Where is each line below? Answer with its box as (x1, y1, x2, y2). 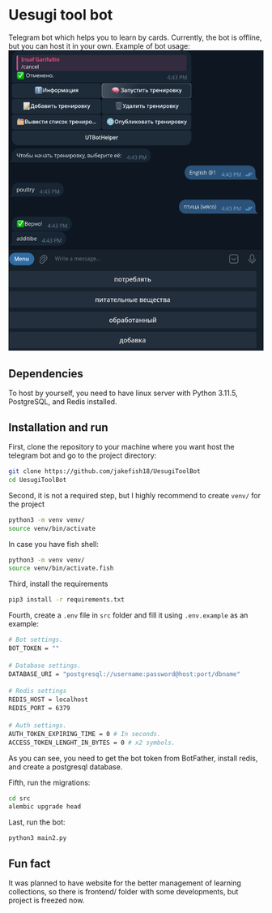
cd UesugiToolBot (8, 476, 67, 484)
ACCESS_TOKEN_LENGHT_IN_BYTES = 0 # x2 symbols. (8, 739, 176, 747)
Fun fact (8, 856, 51, 870)
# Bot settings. (8, 635, 63, 644)
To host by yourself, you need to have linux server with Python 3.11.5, (8, 388, 238, 398)
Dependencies (8, 367, 83, 381)
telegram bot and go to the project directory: (8, 450, 157, 460)
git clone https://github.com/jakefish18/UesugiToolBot (8, 467, 201, 476)
